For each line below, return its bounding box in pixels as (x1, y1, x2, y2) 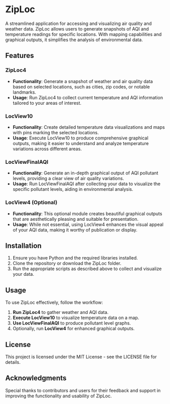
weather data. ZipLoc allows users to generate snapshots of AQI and (5, 25, 149, 32)
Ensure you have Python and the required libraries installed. (12, 255, 138, 261)
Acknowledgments (5, 374, 67, 383)
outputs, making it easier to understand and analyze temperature (12, 140, 149, 146)
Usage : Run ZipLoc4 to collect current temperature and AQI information (12, 94, 163, 100)
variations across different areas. (12, 146, 82, 152)
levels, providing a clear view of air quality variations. (12, 176, 124, 182)
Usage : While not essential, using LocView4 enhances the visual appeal (12, 221, 164, 227)
